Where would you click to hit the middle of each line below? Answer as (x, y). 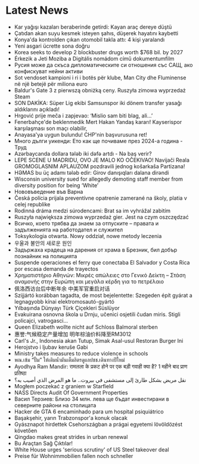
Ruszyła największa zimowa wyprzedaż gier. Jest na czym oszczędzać (101, 217)
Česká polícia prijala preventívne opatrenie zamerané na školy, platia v (100, 198)
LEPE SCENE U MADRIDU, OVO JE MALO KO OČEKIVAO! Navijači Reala (102, 160)
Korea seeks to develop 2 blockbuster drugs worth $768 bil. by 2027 (98, 52)
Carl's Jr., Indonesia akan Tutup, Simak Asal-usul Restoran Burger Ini (99, 341)
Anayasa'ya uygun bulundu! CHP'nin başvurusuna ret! (80, 134)
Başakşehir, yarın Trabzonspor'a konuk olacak (71, 417)
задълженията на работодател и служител (69, 230)
